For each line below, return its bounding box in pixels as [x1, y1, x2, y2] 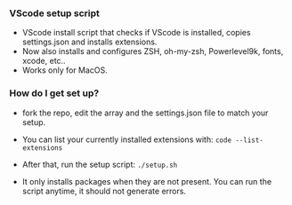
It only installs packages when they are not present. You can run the [21, 176, 272, 186]
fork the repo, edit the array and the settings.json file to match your [21, 107, 269, 118]
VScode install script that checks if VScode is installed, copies [21, 28, 251, 38]
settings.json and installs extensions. [21, 36, 158, 47]
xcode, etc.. [21, 56, 66, 67]
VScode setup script [9, 7, 101, 20]
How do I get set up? [9, 87, 100, 99]
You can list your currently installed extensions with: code [21, 134, 232, 145]
